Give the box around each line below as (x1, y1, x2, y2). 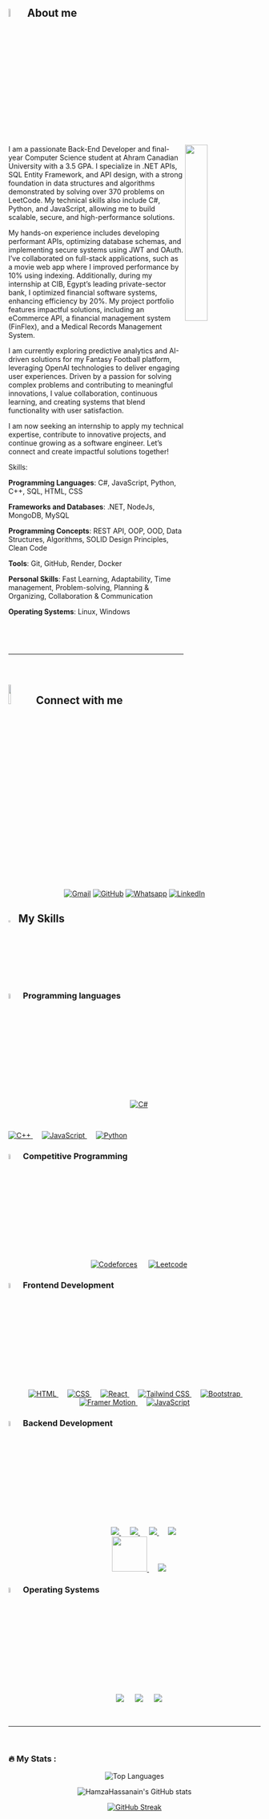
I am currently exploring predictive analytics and (8, 345, 168, 356)
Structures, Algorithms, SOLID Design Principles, (8, 534, 170, 544)
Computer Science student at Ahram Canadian (24, 153, 179, 162)
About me (26, 6, 78, 20)
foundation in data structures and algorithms (8, 178, 155, 188)
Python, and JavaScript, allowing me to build (8, 204, 156, 214)
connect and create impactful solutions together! (8, 446, 170, 456)
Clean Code (8, 543, 48, 552)
